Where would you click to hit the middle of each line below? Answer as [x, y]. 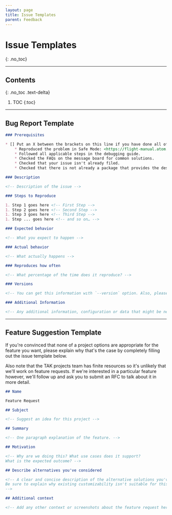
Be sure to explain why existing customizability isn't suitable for [81, 484]
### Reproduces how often [33, 265]
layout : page [19, 10]
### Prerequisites [25, 135]
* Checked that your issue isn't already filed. [67, 163]
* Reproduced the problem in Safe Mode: [58, 149]
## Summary [17, 428]
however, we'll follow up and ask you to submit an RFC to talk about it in [81, 377]
